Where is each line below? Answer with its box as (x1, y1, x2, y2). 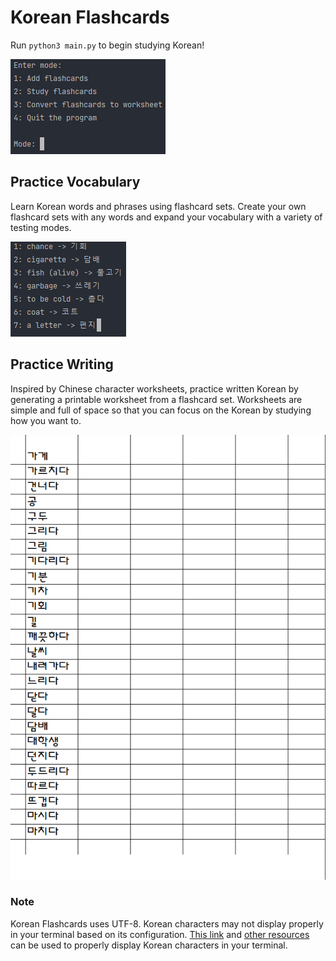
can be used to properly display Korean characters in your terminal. (10, 939, 288, 951)
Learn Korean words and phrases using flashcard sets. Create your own (10, 200, 307, 212)
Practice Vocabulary (10, 174, 141, 191)
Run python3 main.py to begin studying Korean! (10, 39, 205, 51)
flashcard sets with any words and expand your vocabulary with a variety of (10, 211, 323, 223)
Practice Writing (10, 356, 114, 373)
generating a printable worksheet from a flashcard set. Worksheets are (10, 393, 303, 405)
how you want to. (10, 414, 82, 426)
